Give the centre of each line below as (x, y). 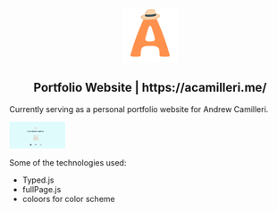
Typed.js (38, 180)
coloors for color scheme (68, 199)
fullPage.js (42, 189)
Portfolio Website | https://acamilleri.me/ (150, 88)
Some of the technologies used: (68, 162)
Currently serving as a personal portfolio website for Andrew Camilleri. (139, 109)
